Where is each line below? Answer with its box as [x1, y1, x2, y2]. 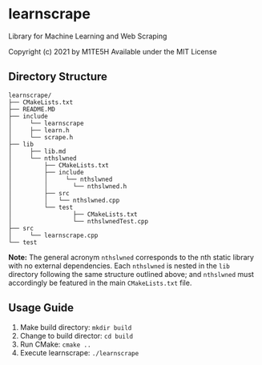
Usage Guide [8, 301, 75, 315]
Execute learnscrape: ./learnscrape [19, 347, 139, 357]
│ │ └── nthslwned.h [8, 182, 127, 191]
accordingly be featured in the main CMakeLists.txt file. [8, 278, 192, 287]
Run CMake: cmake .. [19, 339, 91, 349]
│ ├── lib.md [8, 147, 67, 155]
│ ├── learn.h [8, 126, 70, 134]
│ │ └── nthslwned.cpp [8, 196, 120, 204]
